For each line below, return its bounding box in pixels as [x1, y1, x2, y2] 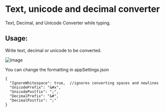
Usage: [5, 34, 28, 43]
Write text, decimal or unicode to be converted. [5, 47, 102, 53]
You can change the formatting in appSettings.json [5, 66, 109, 72]
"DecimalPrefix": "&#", [9, 93, 59, 99]
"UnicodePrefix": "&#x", [9, 85, 61, 90]
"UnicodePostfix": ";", [9, 89, 59, 94]
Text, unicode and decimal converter [5, 3, 160, 15]
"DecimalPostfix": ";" [9, 98, 57, 103]
